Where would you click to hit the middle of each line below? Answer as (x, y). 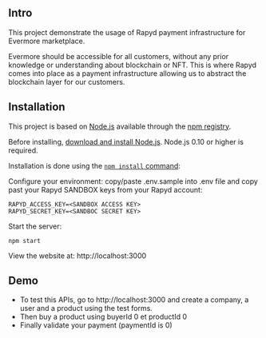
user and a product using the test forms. (86, 308)
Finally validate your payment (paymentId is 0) (96, 325)
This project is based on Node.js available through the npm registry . (120, 126)
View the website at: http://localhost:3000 (77, 256)
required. (23, 150)
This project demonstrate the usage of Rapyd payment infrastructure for (127, 32)
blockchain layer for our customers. (67, 82)
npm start (25, 241)
